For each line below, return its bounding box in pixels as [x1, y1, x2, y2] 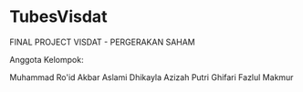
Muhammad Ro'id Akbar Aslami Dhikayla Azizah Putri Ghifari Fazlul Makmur [9, 71, 294, 83]
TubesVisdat [9, 6, 108, 27]
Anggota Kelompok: [9, 54, 84, 65]
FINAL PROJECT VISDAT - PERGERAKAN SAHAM [9, 36, 195, 47]
